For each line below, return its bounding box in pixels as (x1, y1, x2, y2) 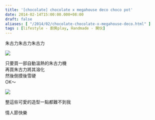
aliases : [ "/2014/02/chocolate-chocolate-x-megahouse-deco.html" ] (5, 21, 151, 26)
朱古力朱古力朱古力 (5, 40, 45, 46)
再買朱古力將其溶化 (5, 66, 45, 72)
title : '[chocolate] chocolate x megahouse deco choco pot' (5, 7, 133, 12)
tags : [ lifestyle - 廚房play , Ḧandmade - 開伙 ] (5, 26, 105, 31)
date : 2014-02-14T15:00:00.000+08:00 (5, 12, 84, 17)
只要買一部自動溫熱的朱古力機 (5, 60, 66, 66)
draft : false (5, 16, 32, 21)
